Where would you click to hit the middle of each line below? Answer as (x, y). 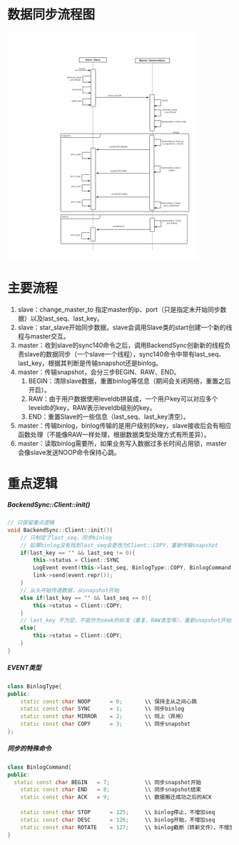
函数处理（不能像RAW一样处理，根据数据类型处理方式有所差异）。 (114, 434)
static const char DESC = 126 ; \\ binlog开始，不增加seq (118, 820)
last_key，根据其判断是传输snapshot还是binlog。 (90, 363)
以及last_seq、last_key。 (67, 318)
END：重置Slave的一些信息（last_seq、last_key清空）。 (109, 416)
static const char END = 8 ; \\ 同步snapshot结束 (111, 790)
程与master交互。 (44, 336)
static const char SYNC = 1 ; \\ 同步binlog (102, 709)
